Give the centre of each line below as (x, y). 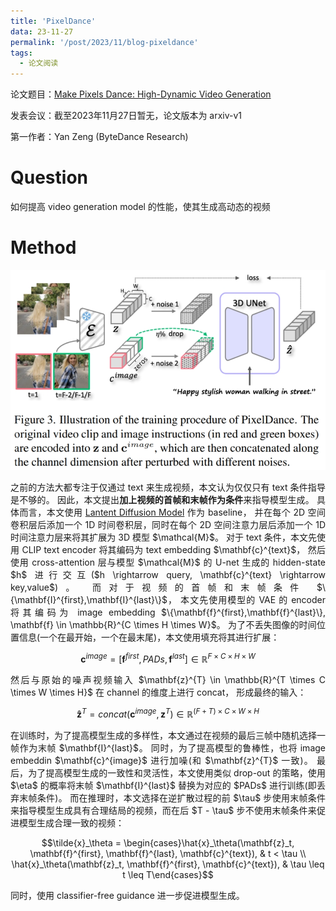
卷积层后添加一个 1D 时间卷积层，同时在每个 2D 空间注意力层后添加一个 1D (168, 524)
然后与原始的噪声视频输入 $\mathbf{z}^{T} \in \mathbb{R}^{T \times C (168, 680)
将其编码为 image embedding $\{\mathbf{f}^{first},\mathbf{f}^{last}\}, (168, 612)
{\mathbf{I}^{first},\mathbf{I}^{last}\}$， (94, 599)
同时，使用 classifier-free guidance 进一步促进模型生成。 (127, 895)
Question (49, 177)
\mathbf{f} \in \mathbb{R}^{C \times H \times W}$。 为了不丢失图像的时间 (163, 624)
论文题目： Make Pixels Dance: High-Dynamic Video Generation (141, 94)
